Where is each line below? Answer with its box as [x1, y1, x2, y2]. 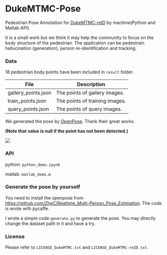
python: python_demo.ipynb [5, 161, 60, 167]
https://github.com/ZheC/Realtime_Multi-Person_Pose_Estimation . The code [5, 200, 162, 206]
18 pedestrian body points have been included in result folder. [5, 69, 134, 75]
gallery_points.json [7, 89, 51, 96]
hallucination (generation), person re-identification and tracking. [5, 45, 137, 51]
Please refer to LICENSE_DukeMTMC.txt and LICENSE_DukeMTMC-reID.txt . [5, 244, 149, 250]
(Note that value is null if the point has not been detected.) [5, 128, 129, 134]
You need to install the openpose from [5, 194, 84, 200]
